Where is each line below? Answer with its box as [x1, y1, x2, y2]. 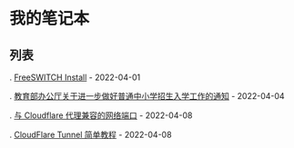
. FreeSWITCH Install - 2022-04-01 [9, 72, 141, 83]
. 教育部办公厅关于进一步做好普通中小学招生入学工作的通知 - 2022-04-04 [9, 91, 285, 101]
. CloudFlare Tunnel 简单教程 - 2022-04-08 [9, 129, 172, 140]
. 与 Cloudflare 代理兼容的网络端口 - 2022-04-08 [9, 110, 193, 121]
